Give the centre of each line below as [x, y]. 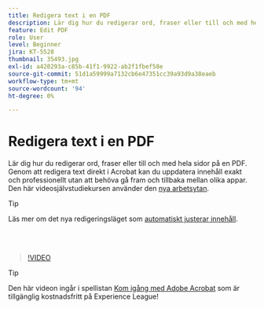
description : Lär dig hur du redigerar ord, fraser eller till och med [128, 23]
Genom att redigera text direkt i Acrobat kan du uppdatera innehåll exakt [125, 172]
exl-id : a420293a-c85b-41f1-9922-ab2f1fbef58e [86, 67]
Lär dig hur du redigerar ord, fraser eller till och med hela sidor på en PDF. [128, 164]
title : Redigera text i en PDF [59, 15]
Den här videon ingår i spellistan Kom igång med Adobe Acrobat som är [124, 289]
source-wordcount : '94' [47, 88]
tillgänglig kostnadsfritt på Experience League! [84, 296]
